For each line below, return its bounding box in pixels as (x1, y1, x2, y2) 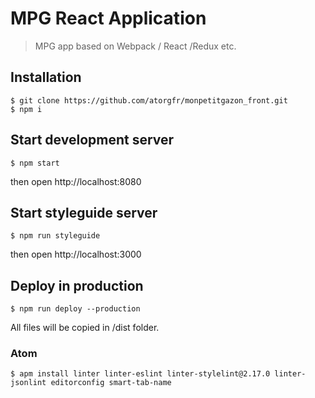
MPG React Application (10, 7, 207, 30)
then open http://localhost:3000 (10, 248, 142, 261)
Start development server (10, 132, 175, 149)
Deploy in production (10, 277, 144, 294)
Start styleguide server (10, 204, 158, 221)
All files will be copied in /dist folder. (10, 322, 160, 334)
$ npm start (10, 158, 60, 168)
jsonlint (10, 378, 47, 388)
